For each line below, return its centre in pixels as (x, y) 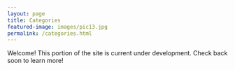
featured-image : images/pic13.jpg (58, 27)
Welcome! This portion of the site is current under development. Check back (117, 53)
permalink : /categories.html (50, 33)
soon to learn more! (36, 61)
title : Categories (34, 20)
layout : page (26, 14)
